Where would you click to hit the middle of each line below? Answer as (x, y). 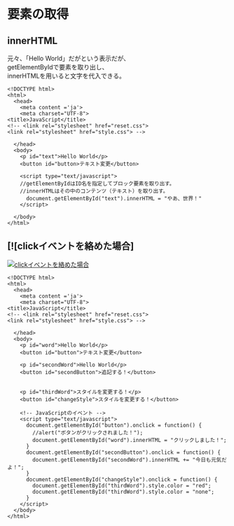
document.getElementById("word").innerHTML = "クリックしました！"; (130, 440)
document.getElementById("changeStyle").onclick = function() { (122, 479)
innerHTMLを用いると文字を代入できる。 (67, 76)
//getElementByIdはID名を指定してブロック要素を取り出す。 (97, 184)
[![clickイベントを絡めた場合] (71, 246)
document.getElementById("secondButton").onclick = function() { (123, 452)
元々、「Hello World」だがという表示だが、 (69, 58)
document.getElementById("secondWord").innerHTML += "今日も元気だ (130, 459)
